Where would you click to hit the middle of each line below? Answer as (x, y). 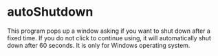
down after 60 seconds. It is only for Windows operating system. (99, 45)
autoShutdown (50, 12)
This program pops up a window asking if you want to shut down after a (109, 31)
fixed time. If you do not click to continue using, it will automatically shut (109, 38)
